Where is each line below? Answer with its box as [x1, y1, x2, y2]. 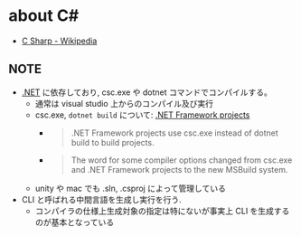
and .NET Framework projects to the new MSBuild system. [71, 164, 288, 175]
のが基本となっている [34, 216, 115, 227]
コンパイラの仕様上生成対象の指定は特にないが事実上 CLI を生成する [34, 205, 290, 216]
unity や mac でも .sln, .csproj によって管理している [34, 183, 227, 194]
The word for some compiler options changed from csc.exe [71, 155, 293, 165]
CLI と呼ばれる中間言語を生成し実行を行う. [21, 194, 182, 204]
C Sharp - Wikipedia [21, 35, 98, 46]
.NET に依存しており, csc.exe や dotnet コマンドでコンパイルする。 [21, 87, 273, 98]
